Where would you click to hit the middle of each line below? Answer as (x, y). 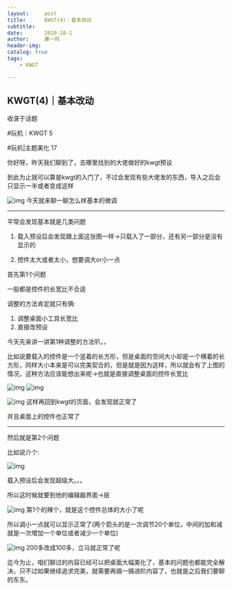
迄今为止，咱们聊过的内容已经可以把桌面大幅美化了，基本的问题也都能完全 (113, 562)
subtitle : (21, 26)
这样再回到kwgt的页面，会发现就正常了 (82, 402)
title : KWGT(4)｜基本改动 (49, 20)
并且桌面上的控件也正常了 (43, 417)
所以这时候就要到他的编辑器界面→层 (59, 495)
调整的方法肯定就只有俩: (41, 304)
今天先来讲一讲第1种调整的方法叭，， (58, 342)
